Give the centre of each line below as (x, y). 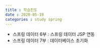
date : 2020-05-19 (24, 15)
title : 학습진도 (21, 10)
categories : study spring (34, 19)
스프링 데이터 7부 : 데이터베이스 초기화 (50, 40)
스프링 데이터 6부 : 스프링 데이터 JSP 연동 (54, 34)
